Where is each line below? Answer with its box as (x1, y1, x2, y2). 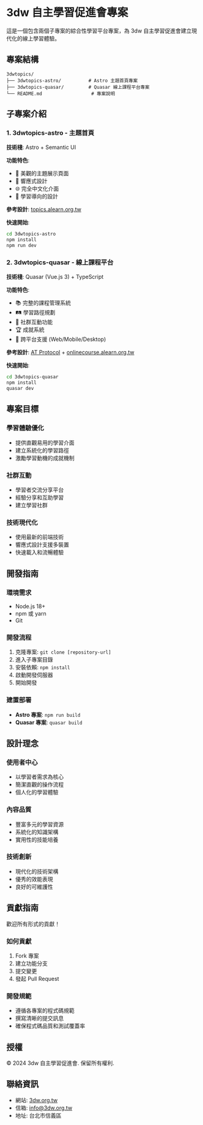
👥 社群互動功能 (15, 318, 53, 326)
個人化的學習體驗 (15, 788, 59, 796)
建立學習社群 (15, 501, 48, 509)
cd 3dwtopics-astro (6, 231, 56, 237)
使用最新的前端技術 (15, 533, 64, 541)
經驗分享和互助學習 (15, 494, 64, 501)
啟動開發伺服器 (15, 671, 53, 679)
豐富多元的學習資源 (15, 820, 64, 828)
